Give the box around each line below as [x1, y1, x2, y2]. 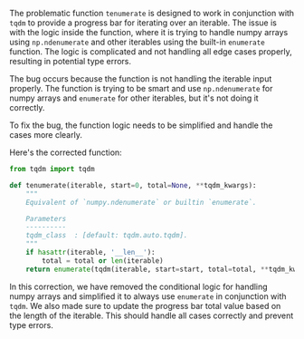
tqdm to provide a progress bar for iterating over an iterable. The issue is [9, 17, 278, 28]
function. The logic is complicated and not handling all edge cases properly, [9, 46, 292, 57]
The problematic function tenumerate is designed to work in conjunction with [9, 8, 295, 18]
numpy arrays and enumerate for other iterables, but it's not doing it [9, 92, 260, 103]
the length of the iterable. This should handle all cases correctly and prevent [9, 310, 294, 321]
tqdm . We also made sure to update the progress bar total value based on [9, 300, 281, 311]
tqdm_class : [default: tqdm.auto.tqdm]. [25, 231, 188, 240]
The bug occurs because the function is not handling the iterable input [9, 73, 272, 84]
